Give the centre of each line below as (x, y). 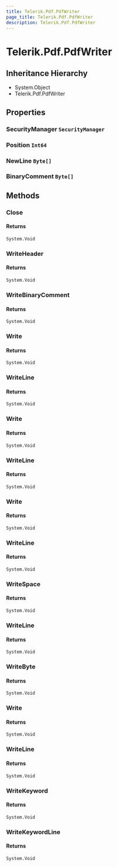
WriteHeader (25, 253)
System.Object (32, 88)
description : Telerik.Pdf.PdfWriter (51, 22)
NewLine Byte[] (29, 161)
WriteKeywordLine (33, 832)
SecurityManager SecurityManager (55, 129)
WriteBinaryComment (38, 295)
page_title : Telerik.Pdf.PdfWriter (50, 17)
